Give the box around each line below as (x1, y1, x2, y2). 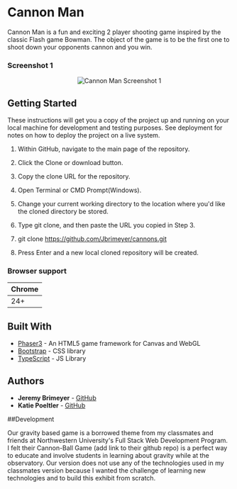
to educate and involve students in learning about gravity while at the (7, 451, 209, 459)
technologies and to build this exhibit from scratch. (7, 473, 156, 482)
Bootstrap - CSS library (17, 347, 87, 355)
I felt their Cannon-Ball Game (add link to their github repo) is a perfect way (7, 444, 228, 452)
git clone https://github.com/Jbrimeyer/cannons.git (17, 235, 167, 243)
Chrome (11, 284, 39, 294)
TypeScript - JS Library (17, 354, 87, 363)
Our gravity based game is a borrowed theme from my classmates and (7, 428, 214, 437)
